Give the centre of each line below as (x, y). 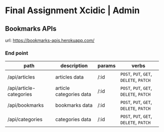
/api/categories (25, 119)
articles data (70, 77)
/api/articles (21, 77)
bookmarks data (74, 106)
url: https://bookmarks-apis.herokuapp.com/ (50, 40)
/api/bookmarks (26, 106)
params (106, 66)
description (74, 66)
